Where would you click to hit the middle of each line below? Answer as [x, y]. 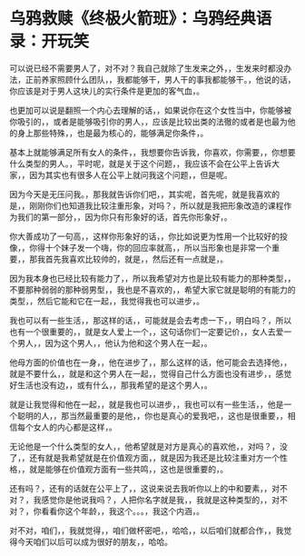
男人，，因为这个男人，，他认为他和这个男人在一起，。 [114, 343]
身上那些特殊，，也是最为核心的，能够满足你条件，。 [113, 133]
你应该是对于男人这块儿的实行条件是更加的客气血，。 [107, 91]
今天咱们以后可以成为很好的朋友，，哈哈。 [94, 541]
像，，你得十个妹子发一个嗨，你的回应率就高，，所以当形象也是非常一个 [141, 247]
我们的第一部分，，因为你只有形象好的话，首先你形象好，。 [124, 217]
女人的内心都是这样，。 [75, 427]
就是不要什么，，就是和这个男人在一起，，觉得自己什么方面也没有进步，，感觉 [151, 373]
